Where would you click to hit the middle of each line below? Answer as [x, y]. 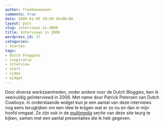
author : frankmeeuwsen [28, 10]
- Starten [15, 46]
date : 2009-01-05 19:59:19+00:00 [39, 19]
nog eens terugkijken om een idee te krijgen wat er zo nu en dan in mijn [77, 107]
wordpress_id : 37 [23, 37]
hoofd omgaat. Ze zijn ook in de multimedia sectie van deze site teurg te [78, 113]
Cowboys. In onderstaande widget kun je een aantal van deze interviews [78, 102]
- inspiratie [18, 60]
